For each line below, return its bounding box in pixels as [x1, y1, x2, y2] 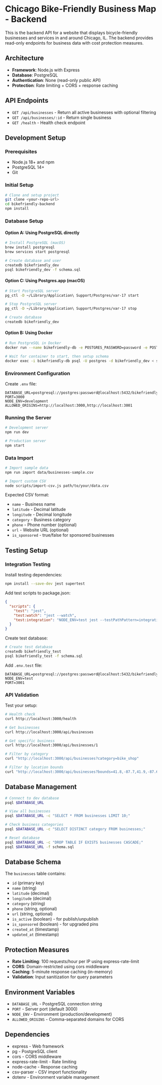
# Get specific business [5, 738, 55, 743]
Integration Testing [5, 561, 51, 568]
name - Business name [12, 501, 55, 507]
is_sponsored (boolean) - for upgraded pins [12, 921, 99, 927]
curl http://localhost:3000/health [5, 716, 77, 721]
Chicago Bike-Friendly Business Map [5, 3, 157, 15]
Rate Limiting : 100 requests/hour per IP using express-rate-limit [12, 958, 139, 964]
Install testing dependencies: [5, 572, 63, 578]
